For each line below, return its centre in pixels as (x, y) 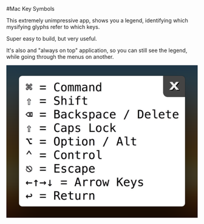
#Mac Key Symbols (30, 9)
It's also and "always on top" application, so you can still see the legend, (97, 50)
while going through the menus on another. (60, 57)
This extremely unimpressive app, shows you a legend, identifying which (97, 20)
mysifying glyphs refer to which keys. (53, 27)
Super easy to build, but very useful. (52, 38)
